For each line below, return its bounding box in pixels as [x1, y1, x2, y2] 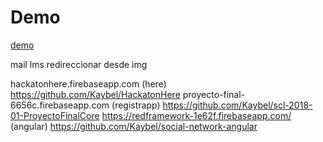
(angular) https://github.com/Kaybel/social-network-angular [10, 120, 258, 132]
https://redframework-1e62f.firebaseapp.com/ [101, 109, 292, 121]
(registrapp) [111, 99, 161, 111]
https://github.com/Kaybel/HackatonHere [10, 88, 181, 100]
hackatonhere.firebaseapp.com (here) [10, 77, 167, 90]
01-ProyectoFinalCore [10, 109, 100, 121]
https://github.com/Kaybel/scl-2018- [162, 99, 313, 111]
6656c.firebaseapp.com [10, 99, 110, 111]
